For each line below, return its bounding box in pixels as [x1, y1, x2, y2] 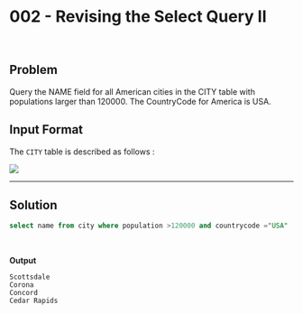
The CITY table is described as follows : [9, 146, 155, 157]
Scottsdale [9, 272, 50, 282]
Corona [9, 281, 34, 290]
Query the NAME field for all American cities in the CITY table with [9, 86, 255, 97]
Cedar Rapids [9, 296, 59, 306]
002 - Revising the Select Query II [9, 6, 267, 27]
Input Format [9, 122, 84, 137]
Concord [9, 289, 39, 298]
